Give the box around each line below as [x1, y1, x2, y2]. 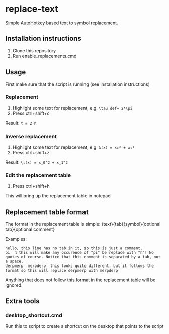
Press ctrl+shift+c [12, 110, 50, 116]
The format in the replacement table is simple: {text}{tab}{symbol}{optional [5, 221, 161, 227]
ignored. [5, 282, 23, 288]
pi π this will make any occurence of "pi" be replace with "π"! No [5, 250, 154, 255]
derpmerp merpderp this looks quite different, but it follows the [5, 263, 154, 269]
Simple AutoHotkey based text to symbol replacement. [5, 20, 118, 26]
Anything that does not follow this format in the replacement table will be [5, 277, 156, 283]
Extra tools [5, 297, 40, 305]
